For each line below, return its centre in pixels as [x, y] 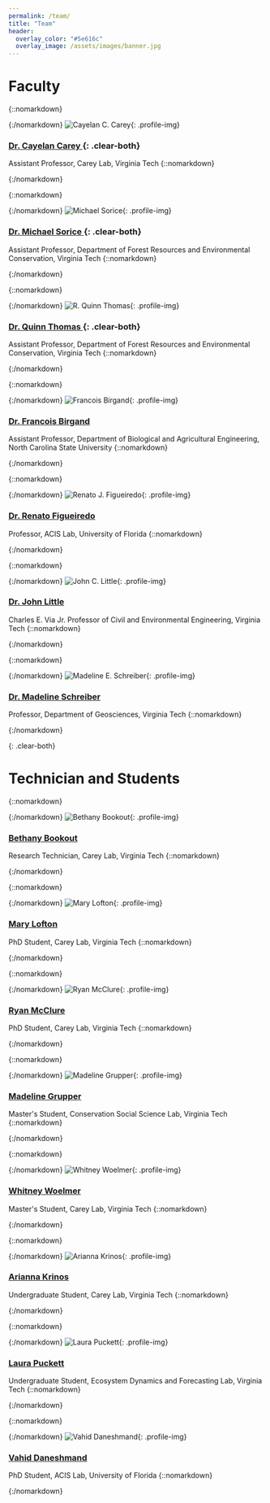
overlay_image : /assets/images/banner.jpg [88, 46]
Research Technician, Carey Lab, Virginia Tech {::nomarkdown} [114, 856]
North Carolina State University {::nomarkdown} [88, 447]
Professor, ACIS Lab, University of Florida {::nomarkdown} [105, 534]
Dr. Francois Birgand [49, 421]
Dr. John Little [36, 602]
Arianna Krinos [39, 1277]
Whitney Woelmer [45, 1191]
